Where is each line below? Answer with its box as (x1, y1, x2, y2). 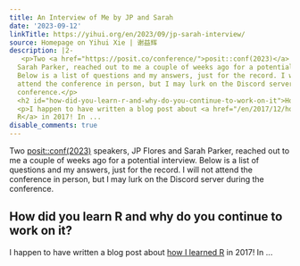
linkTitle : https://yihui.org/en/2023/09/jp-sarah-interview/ (9, 29, 246, 38)
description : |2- (9, 46, 74, 55)
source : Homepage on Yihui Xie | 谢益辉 (9, 37, 158, 47)
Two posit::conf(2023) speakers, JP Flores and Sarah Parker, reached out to (9, 145, 290, 156)
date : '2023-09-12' (9, 21, 82, 30)
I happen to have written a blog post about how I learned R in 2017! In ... (9, 246, 273, 257)
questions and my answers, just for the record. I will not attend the (9, 164, 253, 175)
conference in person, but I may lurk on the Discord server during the (9, 174, 265, 184)
